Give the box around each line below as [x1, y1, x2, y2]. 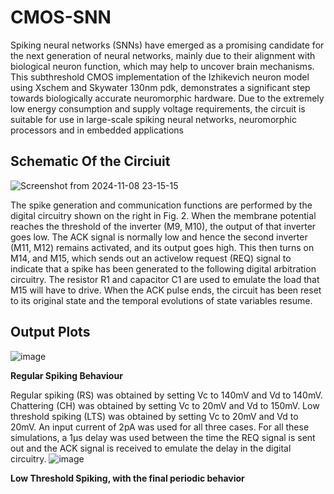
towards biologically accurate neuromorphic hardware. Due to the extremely [10, 92, 325, 104]
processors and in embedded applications [10, 124, 184, 136]
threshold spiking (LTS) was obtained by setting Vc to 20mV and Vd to [10, 410, 299, 422]
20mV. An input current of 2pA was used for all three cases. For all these [10, 421, 310, 433]
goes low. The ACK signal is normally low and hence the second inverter [10, 231, 308, 243]
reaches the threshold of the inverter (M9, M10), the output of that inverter [10, 220, 317, 232]
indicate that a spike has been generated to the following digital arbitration [10, 262, 317, 275]
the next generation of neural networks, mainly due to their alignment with [10, 49, 316, 61]
